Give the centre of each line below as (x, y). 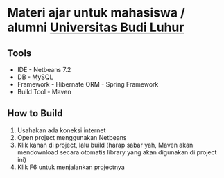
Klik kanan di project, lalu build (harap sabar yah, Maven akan (105, 145)
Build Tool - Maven (44, 92)
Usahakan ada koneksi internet (61, 130)
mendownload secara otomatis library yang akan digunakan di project (117, 152)
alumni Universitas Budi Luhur (96, 27)
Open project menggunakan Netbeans (72, 137)
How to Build (35, 113)
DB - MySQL (35, 77)
